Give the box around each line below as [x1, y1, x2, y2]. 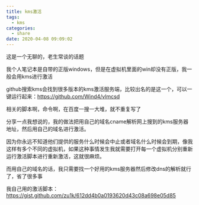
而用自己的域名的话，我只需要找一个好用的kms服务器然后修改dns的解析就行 [6, 165, 191, 172]
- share [11, 31, 31, 37]
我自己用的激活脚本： [6, 186, 58, 192]
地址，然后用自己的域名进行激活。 [6, 125, 89, 132]
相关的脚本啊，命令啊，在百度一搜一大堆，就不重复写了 [6, 106, 141, 112]
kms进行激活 [21, 73, 53, 80]
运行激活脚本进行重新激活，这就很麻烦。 [6, 153, 105, 160]
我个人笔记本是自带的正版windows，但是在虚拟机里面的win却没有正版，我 [6, 66, 187, 73]
